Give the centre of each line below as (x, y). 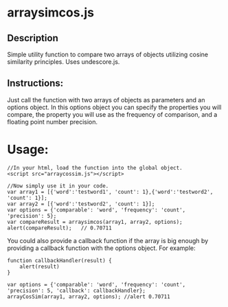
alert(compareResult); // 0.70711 (59, 228)
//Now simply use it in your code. (58, 186)
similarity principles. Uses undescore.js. (64, 62)
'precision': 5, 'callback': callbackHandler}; (77, 291)
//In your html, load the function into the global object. (95, 168)
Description (33, 38)
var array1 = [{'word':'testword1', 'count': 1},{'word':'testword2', (110, 192)
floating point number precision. (53, 122)
